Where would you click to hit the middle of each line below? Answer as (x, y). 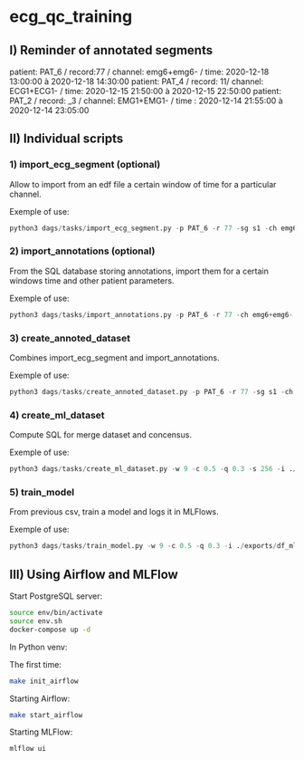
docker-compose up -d (50, 630)
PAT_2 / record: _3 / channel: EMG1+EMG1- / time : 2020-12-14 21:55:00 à (146, 101)
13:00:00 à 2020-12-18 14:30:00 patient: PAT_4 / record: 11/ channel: (137, 82)
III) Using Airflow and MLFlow (94, 574)
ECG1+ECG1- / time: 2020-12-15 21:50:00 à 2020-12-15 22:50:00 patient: (146, 91)
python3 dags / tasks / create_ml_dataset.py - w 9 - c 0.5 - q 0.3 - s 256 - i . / (153, 469)
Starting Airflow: (40, 698)
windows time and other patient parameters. (92, 280)
